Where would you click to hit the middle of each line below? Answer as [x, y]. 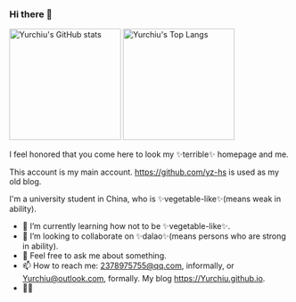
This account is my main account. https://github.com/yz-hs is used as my [144, 172]
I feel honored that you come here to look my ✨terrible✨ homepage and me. [149, 154]
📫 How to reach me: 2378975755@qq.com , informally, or [128, 265]
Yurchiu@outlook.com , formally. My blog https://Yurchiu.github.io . [144, 279]
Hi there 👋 [31, 14]
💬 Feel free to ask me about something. [94, 256]
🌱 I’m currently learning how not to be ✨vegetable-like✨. [126, 226]
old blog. [25, 182]
